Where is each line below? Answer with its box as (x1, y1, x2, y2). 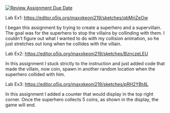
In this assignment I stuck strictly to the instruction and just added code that (5, 61, 165, 66)
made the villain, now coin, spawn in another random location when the (5, 66, 156, 72)
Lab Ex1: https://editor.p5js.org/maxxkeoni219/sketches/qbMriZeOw (5, 15, 148, 20)
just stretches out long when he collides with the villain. (5, 41, 122, 47)
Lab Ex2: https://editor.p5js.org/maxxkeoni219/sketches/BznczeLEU (5, 51, 149, 56)
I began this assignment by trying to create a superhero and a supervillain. (5, 24, 162, 31)
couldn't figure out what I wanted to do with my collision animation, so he (5, 36, 159, 41)
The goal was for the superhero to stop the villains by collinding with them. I (5, 30, 165, 36)
